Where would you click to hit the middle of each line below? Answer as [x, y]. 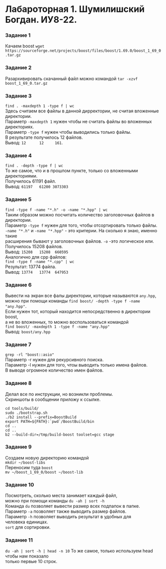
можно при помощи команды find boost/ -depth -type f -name [73, 301]
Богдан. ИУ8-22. [41, 20]
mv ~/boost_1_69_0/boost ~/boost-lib [44, 472]
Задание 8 [18, 383]
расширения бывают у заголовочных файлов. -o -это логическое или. [80, 241]
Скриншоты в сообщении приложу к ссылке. [53, 399]
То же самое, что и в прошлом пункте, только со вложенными [72, 171]
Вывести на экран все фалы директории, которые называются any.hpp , [81, 295]
